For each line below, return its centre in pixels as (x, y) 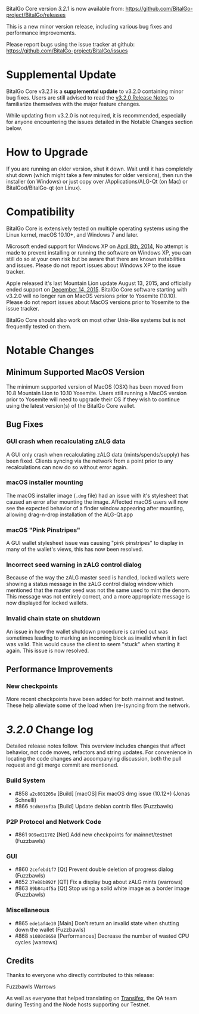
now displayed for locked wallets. (47, 603)
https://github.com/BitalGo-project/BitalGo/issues (67, 51)
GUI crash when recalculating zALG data (66, 442)
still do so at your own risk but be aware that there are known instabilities (96, 259)
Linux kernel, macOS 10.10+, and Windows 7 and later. (72, 234)
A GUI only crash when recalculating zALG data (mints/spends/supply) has (98, 454)
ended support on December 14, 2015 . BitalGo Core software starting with (97, 289)
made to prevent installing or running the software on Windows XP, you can (99, 252)
